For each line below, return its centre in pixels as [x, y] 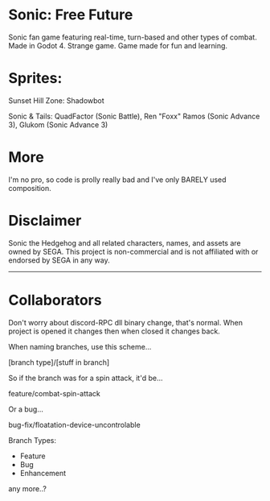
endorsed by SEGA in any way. [59, 260]
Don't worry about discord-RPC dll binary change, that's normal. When [126, 322]
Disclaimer [45, 221]
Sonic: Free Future [71, 15]
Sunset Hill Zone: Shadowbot [56, 100]
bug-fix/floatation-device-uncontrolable [74, 424]
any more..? [27, 488]
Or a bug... [26, 409]
